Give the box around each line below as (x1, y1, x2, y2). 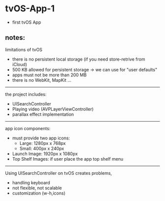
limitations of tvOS (5, 46, 43, 52)
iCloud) (12, 61, 27, 67)
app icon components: (5, 125, 51, 131)
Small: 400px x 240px (19, 145, 64, 151)
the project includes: (5, 91, 47, 97)
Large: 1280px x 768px (19, 140, 66, 146)
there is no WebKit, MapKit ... (12, 77, 72, 83)
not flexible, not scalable (12, 185, 62, 191)
